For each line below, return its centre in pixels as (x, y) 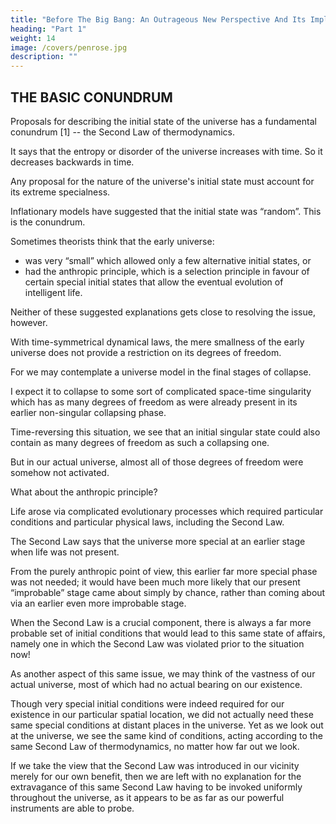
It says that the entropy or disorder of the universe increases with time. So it (166, 151)
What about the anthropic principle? (84, 492)
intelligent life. (53, 292)
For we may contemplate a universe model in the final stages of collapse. (161, 372)
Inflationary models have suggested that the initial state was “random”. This (166, 211)
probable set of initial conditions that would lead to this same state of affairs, (168, 633)
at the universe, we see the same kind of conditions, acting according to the (166, 735)
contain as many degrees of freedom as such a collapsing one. (140, 442)
